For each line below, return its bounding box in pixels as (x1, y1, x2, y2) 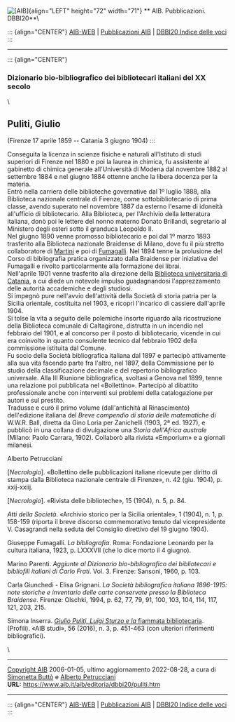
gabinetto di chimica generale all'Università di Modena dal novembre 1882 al (7, 165, 227, 173)
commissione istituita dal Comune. (7, 344, 107, 352)
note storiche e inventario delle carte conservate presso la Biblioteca (7, 588, 206, 596)
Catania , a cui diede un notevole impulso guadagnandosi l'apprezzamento (7, 277, 221, 286)
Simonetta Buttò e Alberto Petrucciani (7, 673, 116, 681)
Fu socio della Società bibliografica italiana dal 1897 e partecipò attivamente (7, 352, 226, 360)
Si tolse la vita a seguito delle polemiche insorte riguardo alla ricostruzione (7, 314, 222, 323)
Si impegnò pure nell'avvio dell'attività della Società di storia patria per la (7, 292, 217, 300)
